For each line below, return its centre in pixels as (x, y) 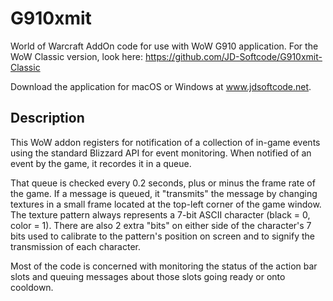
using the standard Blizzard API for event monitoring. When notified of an (161, 153)
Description (47, 118)
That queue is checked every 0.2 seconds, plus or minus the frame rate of (163, 183)
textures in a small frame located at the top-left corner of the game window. (166, 204)
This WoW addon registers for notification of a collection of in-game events (165, 142)
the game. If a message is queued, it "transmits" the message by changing (164, 193)
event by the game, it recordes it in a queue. (101, 163)
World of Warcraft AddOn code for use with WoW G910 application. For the (164, 46)
